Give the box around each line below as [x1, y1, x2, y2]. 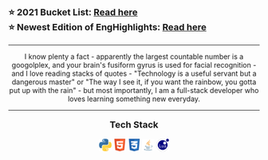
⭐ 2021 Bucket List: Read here [8, 6, 138, 18]
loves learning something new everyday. [67, 94, 201, 103]
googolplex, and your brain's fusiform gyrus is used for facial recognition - [11, 60, 257, 69]
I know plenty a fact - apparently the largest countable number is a [24, 52, 244, 61]
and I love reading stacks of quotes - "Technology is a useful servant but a [11, 68, 257, 78]
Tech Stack [109, 119, 159, 131]
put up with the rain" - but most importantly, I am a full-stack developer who [9, 86, 259, 95]
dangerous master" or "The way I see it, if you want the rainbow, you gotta [11, 77, 257, 87]
